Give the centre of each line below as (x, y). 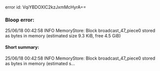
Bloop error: (20, 20)
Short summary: (22, 47)
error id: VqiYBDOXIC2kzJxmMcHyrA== (46, 7)
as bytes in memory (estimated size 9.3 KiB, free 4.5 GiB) (63, 36)
